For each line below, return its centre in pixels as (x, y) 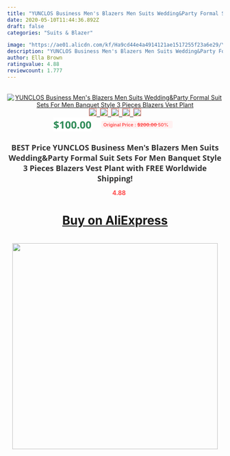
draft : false (26, 26)
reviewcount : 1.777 (35, 70)
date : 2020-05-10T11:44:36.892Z (53, 20)
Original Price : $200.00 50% (136, 124)
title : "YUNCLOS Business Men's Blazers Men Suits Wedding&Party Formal (113, 13)
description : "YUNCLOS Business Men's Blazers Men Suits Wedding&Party (111, 52)
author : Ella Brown (35, 58)
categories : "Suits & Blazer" (50, 33)
